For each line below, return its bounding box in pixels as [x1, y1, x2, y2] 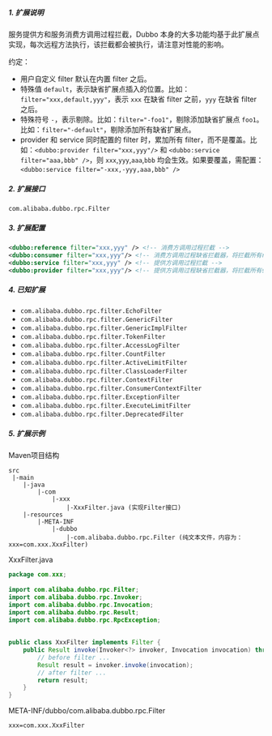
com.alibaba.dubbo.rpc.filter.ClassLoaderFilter [19, 367, 188, 376]
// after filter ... [37, 669, 107, 677]
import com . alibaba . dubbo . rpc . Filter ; [8, 586, 139, 594]
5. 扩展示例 [8, 428, 45, 438]
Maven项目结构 [8, 451, 60, 460]
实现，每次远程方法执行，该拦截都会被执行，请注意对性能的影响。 [8, 39, 228, 49]
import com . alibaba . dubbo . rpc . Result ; [8, 608, 139, 616]
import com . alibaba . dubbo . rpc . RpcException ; [8, 616, 161, 624]
